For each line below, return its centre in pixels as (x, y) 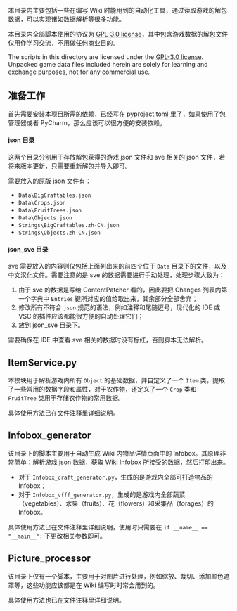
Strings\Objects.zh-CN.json (59, 233)
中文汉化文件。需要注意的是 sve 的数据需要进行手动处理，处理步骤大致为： (117, 275)
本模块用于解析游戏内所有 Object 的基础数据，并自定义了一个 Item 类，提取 (117, 380)
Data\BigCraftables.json (55, 195)
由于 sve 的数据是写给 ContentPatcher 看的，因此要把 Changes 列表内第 (123, 290)
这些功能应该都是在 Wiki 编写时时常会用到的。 (93, 585)
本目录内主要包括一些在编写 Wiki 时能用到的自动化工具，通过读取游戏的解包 (118, 10)
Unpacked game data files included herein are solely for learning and (108, 64)
